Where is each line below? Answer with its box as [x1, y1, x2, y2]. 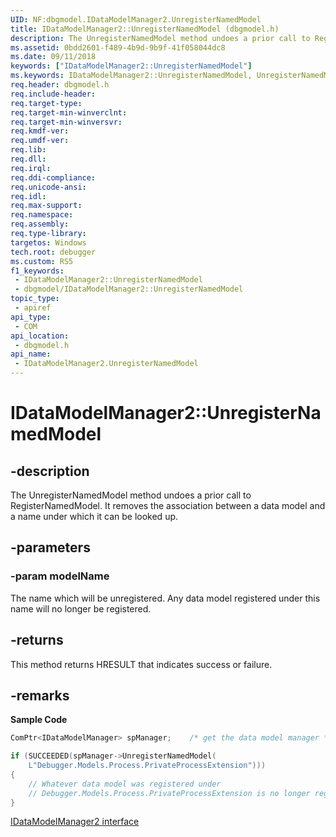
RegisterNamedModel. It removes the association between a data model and [10, 500, 326, 511]
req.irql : [10, 163, 52, 173]
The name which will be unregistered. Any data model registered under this [10, 592, 321, 604]
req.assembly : [10, 219, 70, 230]
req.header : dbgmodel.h [10, 80, 110, 90]
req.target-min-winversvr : [10, 117, 123, 127]
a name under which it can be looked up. [10, 511, 179, 522]
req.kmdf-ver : [10, 126, 70, 136]
